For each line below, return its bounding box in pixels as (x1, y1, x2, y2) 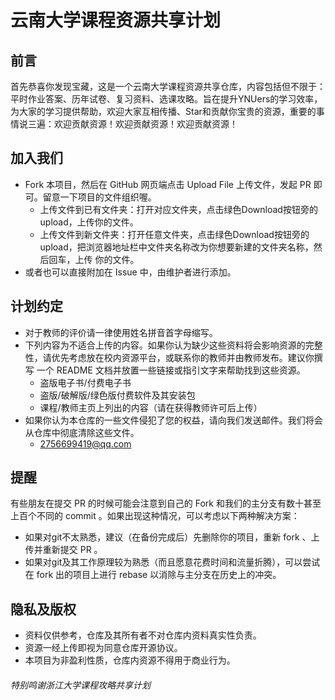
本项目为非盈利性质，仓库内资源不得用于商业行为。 (24, 654, 236, 666)
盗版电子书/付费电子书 (39, 376, 132, 388)
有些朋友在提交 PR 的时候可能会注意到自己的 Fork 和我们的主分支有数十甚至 (10, 497, 322, 510)
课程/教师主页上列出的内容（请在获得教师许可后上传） (39, 401, 263, 413)
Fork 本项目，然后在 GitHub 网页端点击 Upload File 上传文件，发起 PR (24, 178, 312, 190)
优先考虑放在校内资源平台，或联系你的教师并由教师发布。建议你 (51, 351, 315, 363)
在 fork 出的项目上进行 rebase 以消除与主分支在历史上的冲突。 (24, 569, 282, 581)
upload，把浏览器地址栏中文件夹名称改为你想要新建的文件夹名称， (39, 241, 314, 253)
